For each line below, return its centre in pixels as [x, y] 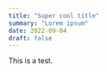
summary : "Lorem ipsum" [49, 23]
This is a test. [31, 61]
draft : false [30, 38]
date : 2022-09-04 [38, 30]
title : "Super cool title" [54, 16]
